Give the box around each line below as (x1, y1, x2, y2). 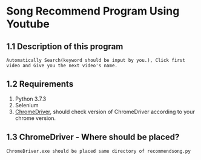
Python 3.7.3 (15, 95, 47, 102)
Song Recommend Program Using (6, 4, 180, 18)
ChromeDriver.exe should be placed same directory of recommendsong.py (6, 148, 191, 154)
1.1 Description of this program (6, 41, 124, 52)
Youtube (6, 17, 50, 31)
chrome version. (15, 114, 56, 122)
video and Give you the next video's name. (6, 62, 118, 68)
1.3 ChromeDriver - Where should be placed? (6, 132, 180, 142)
